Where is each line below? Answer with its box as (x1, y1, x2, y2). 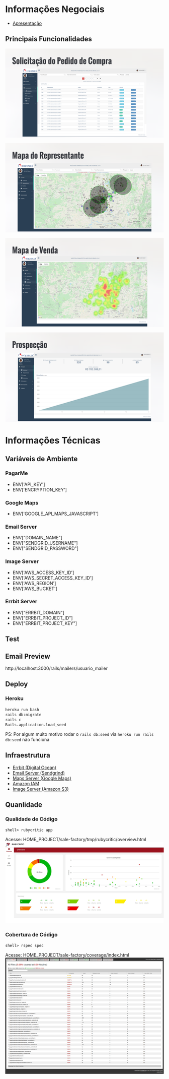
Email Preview (5, 652, 50, 661)
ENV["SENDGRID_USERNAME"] (12, 540, 78, 546)
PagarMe (5, 470, 28, 477)
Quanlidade (5, 800, 43, 809)
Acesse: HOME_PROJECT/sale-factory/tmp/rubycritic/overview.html (5, 837, 147, 843)
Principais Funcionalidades (5, 35, 92, 43)
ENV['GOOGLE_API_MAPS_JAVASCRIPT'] (12, 511, 99, 517)
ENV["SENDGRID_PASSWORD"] (12, 545, 79, 551)
